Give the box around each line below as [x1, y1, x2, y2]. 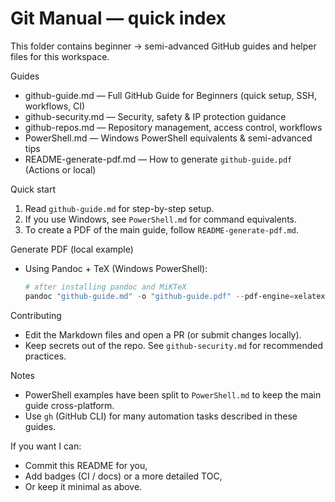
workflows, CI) [24, 100, 86, 112]
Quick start [10, 183, 56, 195]
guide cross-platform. [24, 399, 115, 411]
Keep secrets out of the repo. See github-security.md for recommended [24, 339, 324, 351]
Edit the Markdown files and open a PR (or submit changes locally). [24, 328, 302, 341]
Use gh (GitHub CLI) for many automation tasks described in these [24, 410, 298, 422]
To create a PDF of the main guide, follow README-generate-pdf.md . [24, 223, 300, 236]
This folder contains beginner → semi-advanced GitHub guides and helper [10, 40, 317, 52]
